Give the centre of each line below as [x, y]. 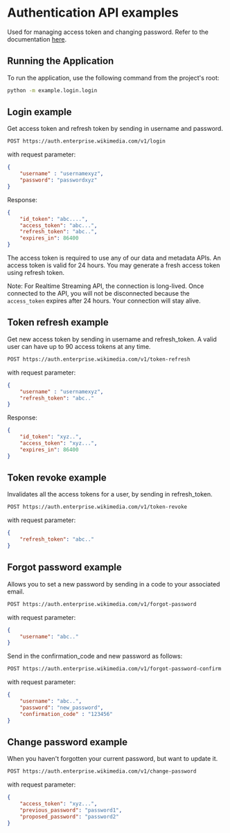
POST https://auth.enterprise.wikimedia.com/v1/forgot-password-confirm [114, 669]
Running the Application [61, 61]
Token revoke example [57, 478]
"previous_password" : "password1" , [71, 810]
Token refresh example [58, 322]
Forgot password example [65, 567]
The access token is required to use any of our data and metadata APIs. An [114, 258]
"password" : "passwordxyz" [59, 180]
